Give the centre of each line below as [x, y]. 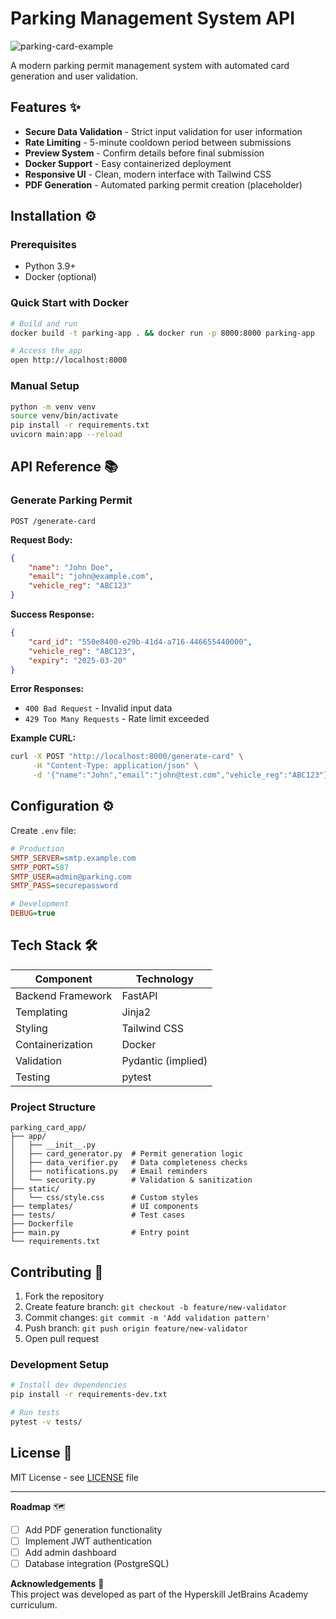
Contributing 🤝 [57, 1272]
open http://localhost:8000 [69, 360]
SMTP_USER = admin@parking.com [71, 877]
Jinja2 [136, 1012]
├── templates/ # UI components [104, 1207]
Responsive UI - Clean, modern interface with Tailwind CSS [148, 174]
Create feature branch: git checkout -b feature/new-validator [155, 1306]
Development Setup [59, 1364]
